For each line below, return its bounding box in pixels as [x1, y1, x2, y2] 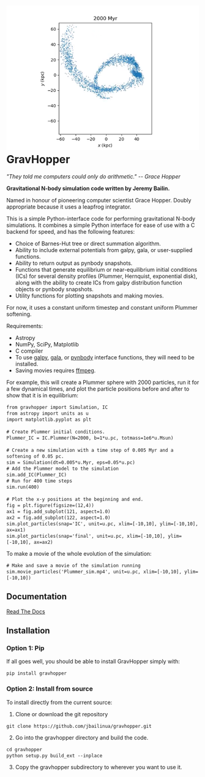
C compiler [15, 347, 43, 354]
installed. [15, 360, 39, 367]
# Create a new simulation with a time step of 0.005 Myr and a [6, 447, 174, 453]
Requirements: [6, 322, 43, 329]
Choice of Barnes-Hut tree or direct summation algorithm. [15, 240, 161, 247]
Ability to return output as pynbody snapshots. [15, 259, 133, 267]
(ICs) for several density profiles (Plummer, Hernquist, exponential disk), [15, 272, 198, 280]
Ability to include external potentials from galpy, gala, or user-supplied [15, 246, 193, 253]
